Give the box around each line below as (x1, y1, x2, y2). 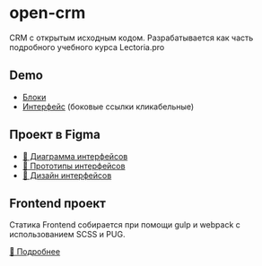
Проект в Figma (9, 127, 100, 142)
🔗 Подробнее (9, 246, 61, 257)
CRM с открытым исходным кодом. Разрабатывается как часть (9, 32, 254, 43)
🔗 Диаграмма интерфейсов (22, 150, 128, 161)
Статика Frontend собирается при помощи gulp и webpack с (9, 219, 240, 230)
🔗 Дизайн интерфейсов (22, 169, 112, 181)
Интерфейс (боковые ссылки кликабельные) (22, 101, 195, 112)
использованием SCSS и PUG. (9, 229, 126, 240)
